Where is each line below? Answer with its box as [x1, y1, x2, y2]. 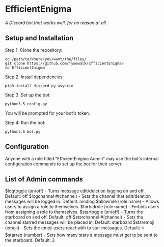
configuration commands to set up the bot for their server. [5, 161, 123, 167]
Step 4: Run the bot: [5, 120, 46, 125]
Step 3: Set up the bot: [5, 92, 51, 98]
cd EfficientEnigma [5, 65, 45, 70]
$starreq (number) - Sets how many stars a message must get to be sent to [5, 232, 158, 238]
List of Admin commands [5, 175, 83, 183]
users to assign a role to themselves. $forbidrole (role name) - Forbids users [5, 204, 160, 210]
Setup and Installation [5, 34, 74, 42]
